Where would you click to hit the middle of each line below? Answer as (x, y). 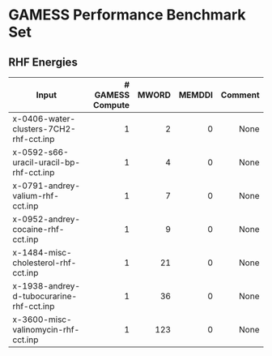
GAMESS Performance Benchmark (127, 15)
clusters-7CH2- (44, 129)
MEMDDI (195, 95)
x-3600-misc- (42, 320)
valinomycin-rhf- (46, 330)
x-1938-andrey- (47, 286)
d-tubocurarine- (45, 296)
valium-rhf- (36, 196)
